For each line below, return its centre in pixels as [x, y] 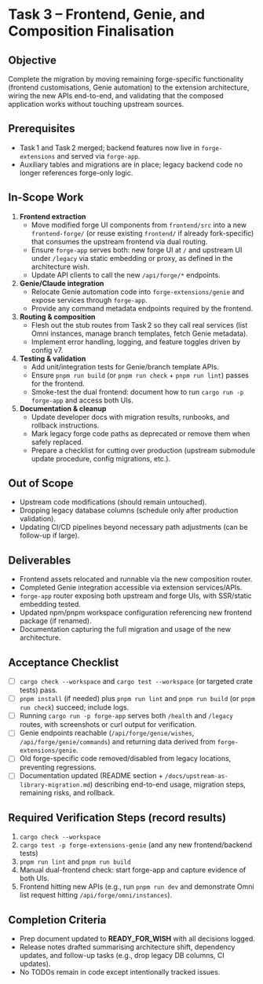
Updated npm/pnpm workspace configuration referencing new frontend [136, 613]
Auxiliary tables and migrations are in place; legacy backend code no [131, 164]
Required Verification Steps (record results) [117, 818]
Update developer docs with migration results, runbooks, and [130, 417]
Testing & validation [53, 358]
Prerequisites [42, 129]
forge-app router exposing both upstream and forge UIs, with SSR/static [136, 596]
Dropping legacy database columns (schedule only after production [129, 510]
